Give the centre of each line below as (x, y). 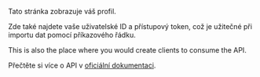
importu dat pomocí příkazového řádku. (72, 35)
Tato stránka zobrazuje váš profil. (62, 11)
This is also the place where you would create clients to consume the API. (128, 50)
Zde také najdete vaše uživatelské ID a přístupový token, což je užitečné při (130, 26)
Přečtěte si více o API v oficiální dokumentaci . (82, 65)
